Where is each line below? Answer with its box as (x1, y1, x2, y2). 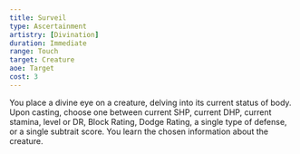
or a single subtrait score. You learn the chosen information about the (9, 126, 269, 137)
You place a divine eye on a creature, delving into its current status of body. (9, 97, 292, 108)
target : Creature (9, 55, 75, 64)
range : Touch (9, 47, 59, 56)
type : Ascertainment (9, 22, 88, 31)
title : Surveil (9, 13, 67, 23)
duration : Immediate (9, 38, 88, 48)
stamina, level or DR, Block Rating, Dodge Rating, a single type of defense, (9, 116, 287, 127)
